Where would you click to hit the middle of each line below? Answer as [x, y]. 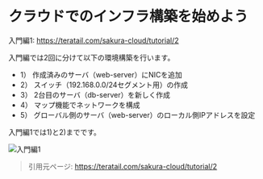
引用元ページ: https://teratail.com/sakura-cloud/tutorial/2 [123, 166]
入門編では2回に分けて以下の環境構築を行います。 [92, 57]
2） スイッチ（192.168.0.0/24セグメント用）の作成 [104, 85]
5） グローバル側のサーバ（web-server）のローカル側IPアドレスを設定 [138, 114]
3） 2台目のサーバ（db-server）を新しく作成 [95, 94]
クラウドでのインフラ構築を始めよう [128, 17]
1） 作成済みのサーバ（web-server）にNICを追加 [101, 74]
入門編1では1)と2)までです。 [54, 132]
